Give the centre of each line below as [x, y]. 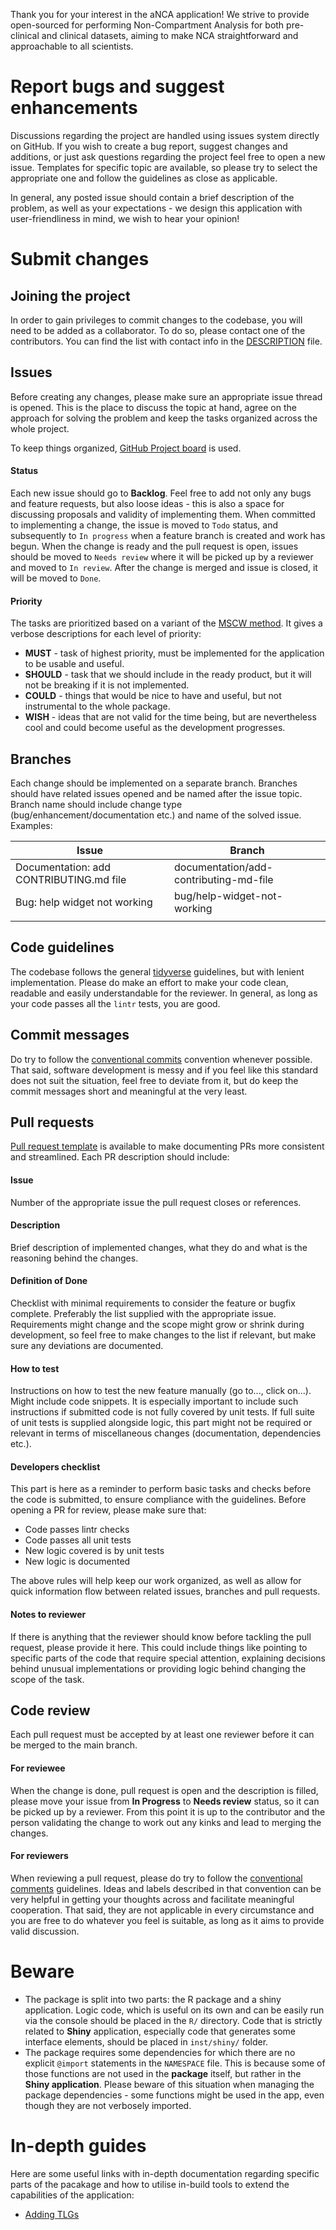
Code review [50, 1710]
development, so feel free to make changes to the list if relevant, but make [163, 1335]
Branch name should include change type [96, 804]
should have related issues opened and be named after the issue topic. [156, 793]
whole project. [40, 428]
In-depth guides [78, 2145]
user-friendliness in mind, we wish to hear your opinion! [125, 218]
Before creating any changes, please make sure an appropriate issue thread [166, 396]
